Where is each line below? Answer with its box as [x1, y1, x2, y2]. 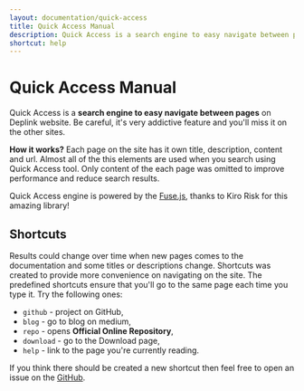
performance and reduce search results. [9, 173, 160, 184]
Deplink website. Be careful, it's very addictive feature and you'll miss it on [9, 117, 288, 128]
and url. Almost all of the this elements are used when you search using [9, 154, 276, 165]
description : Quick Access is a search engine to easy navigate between [9, 30, 290, 39]
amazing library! [9, 200, 70, 211]
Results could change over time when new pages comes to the [9, 251, 244, 261]
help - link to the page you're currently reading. [22, 345, 200, 356]
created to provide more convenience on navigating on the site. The [9, 270, 262, 281]
